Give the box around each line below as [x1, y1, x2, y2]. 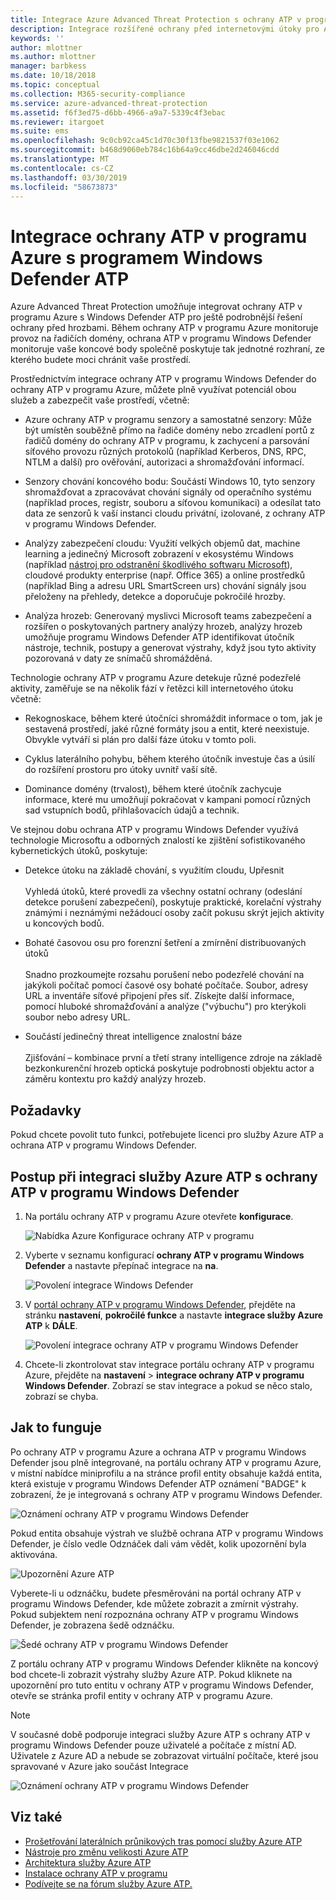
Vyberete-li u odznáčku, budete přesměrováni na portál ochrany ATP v [10, 1587, 302, 1599]
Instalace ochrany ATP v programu [24, 1867, 168, 1879]
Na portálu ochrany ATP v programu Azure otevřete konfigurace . [24, 1210, 294, 1222]
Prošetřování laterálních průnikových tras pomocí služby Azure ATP [24, 1835, 303, 1847]
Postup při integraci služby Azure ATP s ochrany [10, 1168, 318, 1185]
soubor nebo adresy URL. [24, 1011, 131, 1023]
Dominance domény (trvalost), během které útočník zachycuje [24, 783, 282, 795]
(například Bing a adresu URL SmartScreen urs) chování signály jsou [24, 580, 307, 592]
